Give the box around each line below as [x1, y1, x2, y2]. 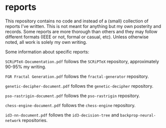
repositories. [22, 117, 48, 123]
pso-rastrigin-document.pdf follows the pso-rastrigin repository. [5, 93, 140, 99]
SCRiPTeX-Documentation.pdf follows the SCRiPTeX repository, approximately [5, 58, 159, 64]
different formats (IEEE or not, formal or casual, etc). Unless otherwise [5, 34, 149, 40]
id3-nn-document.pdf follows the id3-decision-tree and [5, 112, 119, 118]
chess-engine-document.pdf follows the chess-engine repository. [5, 102, 136, 108]
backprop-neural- [120, 113, 156, 118]
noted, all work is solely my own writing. [5, 39, 87, 45]
